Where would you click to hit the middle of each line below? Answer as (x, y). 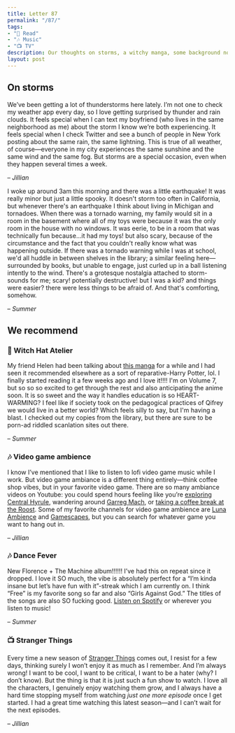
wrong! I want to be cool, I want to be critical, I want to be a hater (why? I (112, 673)
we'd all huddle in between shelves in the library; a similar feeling (101, 258)
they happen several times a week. (57, 164)
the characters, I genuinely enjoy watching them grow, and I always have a (115, 688)
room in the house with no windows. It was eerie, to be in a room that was (114, 228)
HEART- (188, 395)
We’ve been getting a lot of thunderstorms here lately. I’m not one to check (115, 104)
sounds (18, 280)
